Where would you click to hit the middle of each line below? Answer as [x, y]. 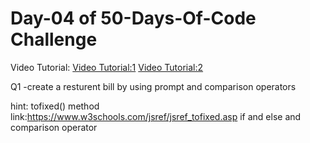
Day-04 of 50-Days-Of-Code [133, 18]
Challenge [54, 39]
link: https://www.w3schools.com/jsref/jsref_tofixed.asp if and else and [156, 116]
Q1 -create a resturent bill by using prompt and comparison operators [153, 86]
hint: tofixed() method [55, 106]
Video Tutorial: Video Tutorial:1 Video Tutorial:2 [107, 67]
